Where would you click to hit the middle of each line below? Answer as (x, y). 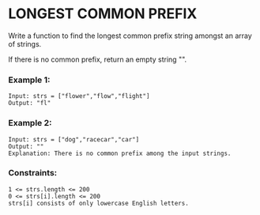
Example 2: (30, 123)
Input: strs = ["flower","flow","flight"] (79, 96)
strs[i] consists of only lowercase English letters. (99, 203)
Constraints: (33, 173)
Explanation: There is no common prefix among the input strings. (120, 153)
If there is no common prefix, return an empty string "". (98, 59)
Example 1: (29, 80)
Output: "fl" (30, 104)
